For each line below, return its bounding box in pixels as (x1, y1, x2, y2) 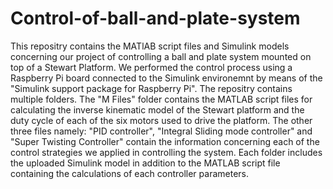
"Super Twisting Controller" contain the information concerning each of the (10, 135, 320, 147)
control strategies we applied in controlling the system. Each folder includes (10, 146, 323, 158)
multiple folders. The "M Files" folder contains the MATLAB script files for (10, 93, 313, 105)
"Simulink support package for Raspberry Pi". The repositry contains (10, 82, 293, 94)
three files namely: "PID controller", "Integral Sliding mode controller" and (10, 125, 313, 137)
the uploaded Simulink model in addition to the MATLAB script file (10, 157, 281, 169)
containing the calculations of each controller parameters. (10, 167, 250, 179)
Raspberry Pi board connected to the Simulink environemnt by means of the (10, 72, 323, 84)
